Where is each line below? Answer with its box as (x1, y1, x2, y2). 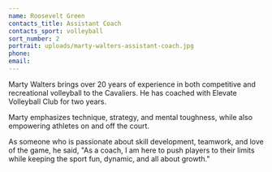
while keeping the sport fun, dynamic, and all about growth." (8, 153, 210, 163)
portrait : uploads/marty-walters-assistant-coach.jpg (8, 42, 195, 50)
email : (8, 58, 31, 66)
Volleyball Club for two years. (8, 97, 107, 106)
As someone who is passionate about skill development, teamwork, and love (8, 136, 264, 146)
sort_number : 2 (8, 34, 60, 43)
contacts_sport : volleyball (8, 27, 104, 35)
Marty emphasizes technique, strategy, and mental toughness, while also (8, 112, 253, 122)
